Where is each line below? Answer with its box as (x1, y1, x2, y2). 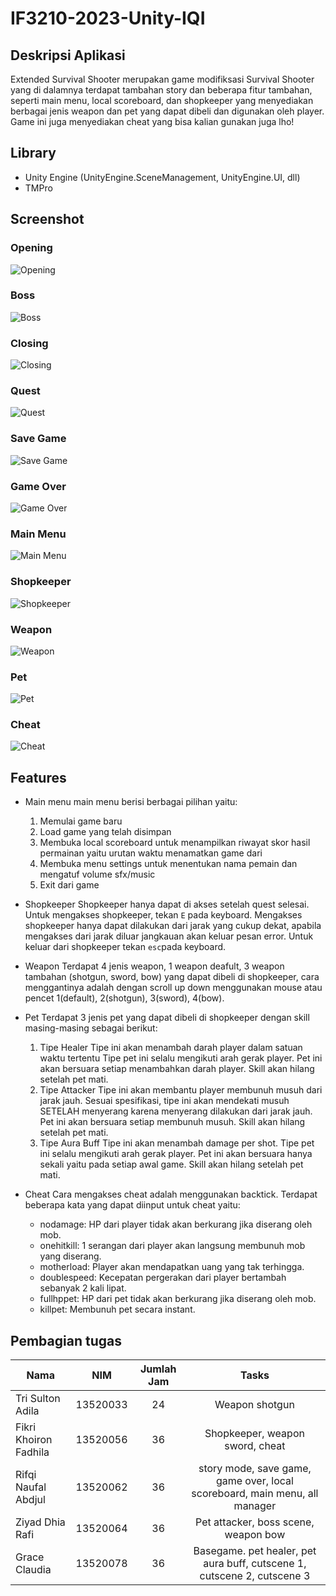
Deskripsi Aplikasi (10, 47, 126, 64)
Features (10, 769, 67, 786)
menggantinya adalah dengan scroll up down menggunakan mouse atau (24, 982, 323, 994)
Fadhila (15, 1445, 50, 1459)
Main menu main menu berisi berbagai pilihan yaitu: (24, 796, 238, 808)
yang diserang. (39, 1250, 102, 1262)
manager (233, 1499, 277, 1513)
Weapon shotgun (214, 1398, 295, 1412)
